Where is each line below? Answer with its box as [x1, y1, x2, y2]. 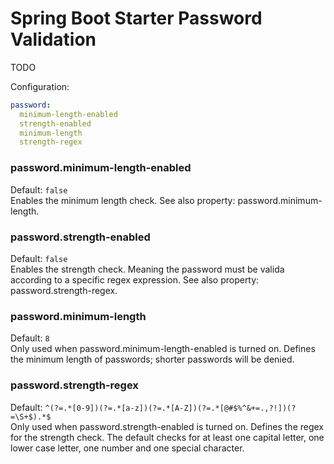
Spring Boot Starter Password [10, 7, 263, 30]
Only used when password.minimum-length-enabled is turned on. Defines [10, 343, 316, 355]
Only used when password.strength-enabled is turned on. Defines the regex [10, 420, 325, 432]
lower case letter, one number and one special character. [10, 442, 245, 454]
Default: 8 [10, 332, 50, 344]
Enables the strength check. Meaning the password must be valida [10, 263, 285, 275]
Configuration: [10, 80, 70, 92]
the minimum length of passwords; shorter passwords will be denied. [10, 353, 295, 366]
